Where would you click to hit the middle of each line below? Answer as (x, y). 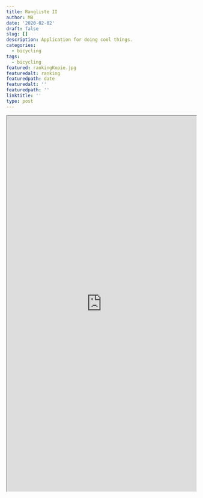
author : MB (20, 17)
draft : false (23, 29)
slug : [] (17, 34)
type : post (20, 101)
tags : (13, 56)
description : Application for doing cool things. (70, 40)
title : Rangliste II (32, 12)
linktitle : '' (24, 96)
